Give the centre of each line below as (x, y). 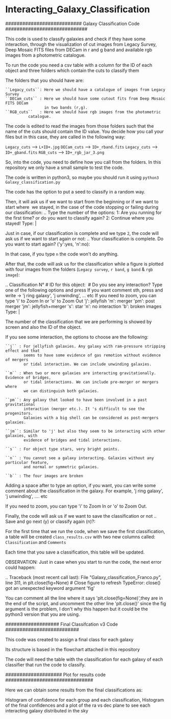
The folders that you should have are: (45, 80)
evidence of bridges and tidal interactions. (73, 440)
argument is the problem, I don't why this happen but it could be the (77, 609)
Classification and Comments (36, 542)
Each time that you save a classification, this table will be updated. (75, 552)
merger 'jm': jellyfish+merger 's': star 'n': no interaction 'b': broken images (83, 306)
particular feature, (27, 462)
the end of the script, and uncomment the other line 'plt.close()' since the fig (86, 603)
